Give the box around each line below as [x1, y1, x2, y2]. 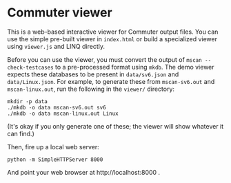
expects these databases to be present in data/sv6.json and [7, 70, 179, 78]
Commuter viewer [7, 5, 112, 21]
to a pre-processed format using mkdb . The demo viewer [54, 63, 215, 71]
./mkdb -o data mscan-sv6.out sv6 [7, 104, 107, 111]
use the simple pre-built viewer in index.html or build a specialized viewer [7, 34, 217, 43]
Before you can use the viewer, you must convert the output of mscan [7, 55, 202, 63]
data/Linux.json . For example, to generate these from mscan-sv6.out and [7, 77, 215, 85]
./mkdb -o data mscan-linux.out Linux [7, 110, 119, 117]
